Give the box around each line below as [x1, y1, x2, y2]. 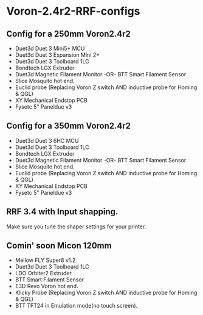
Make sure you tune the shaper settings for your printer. [6, 223, 146, 230]
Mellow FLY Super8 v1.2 [15, 256, 76, 264]
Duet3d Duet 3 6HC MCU [15, 137, 79, 144]
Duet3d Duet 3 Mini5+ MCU [15, 45, 85, 52]
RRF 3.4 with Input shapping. [6, 206, 119, 217]
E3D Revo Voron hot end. [15, 283, 78, 290]
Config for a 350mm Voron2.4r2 [6, 121, 131, 131]
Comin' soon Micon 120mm [6, 241, 112, 251]
